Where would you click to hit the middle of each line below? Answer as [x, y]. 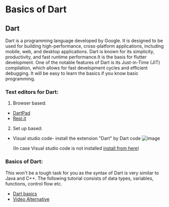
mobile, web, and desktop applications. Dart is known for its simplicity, [80, 51]
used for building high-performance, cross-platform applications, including [85, 46]
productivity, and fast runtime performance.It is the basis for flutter [76, 57]
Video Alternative [31, 199]
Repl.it [20, 118]
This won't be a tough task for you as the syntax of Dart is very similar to [82, 173]
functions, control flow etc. [34, 183]
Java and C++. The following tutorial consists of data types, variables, [80, 178]
